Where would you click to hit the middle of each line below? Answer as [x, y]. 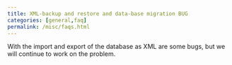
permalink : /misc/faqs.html [49, 27]
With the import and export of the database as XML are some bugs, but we [116, 47]
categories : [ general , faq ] [47, 20]
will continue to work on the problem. [62, 54]
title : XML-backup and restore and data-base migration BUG [98, 14]
